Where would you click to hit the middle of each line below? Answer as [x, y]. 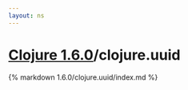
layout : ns [26, 16]
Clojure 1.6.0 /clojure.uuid [94, 55]
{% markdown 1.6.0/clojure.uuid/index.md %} [83, 77]
